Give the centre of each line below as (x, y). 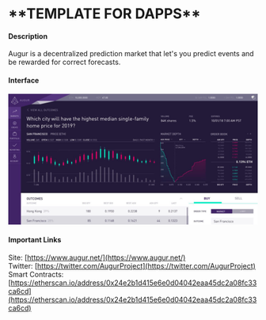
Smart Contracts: (36, 275)
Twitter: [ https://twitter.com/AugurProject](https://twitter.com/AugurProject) (132, 266)
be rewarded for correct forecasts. (65, 62)
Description (28, 36)
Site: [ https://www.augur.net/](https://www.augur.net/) (97, 257)
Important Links (35, 240)
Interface (24, 80)
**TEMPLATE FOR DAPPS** (104, 14)
